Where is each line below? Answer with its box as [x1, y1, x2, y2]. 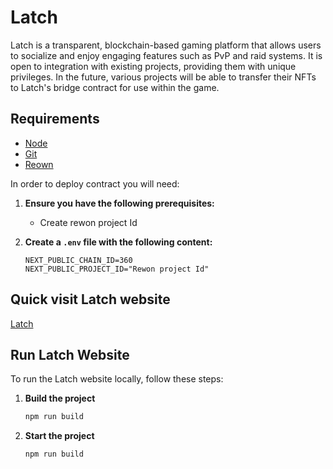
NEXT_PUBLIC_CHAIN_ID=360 [24, 255, 133, 265]
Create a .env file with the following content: [24, 236, 213, 248]
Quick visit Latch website [10, 291, 171, 308]
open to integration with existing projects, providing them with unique [10, 60, 297, 72]
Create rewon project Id [39, 216, 138, 228]
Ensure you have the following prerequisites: [24, 197, 215, 209]
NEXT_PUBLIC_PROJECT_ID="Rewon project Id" [24, 264, 210, 274]
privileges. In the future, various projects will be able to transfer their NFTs [10, 71, 317, 83]
